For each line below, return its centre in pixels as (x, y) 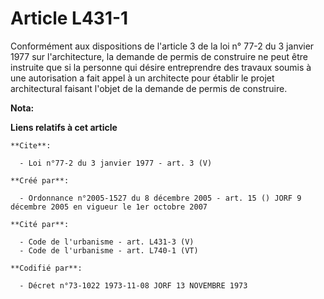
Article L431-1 (69, 18)
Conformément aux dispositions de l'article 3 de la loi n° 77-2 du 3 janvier (162, 46)
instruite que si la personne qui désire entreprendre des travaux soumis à (161, 67)
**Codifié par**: (46, 268)
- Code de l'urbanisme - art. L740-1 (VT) (109, 250)
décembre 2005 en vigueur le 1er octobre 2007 (109, 207)
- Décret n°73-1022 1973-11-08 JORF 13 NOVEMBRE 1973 (133, 285)
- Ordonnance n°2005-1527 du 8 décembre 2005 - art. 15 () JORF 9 (160, 198)
